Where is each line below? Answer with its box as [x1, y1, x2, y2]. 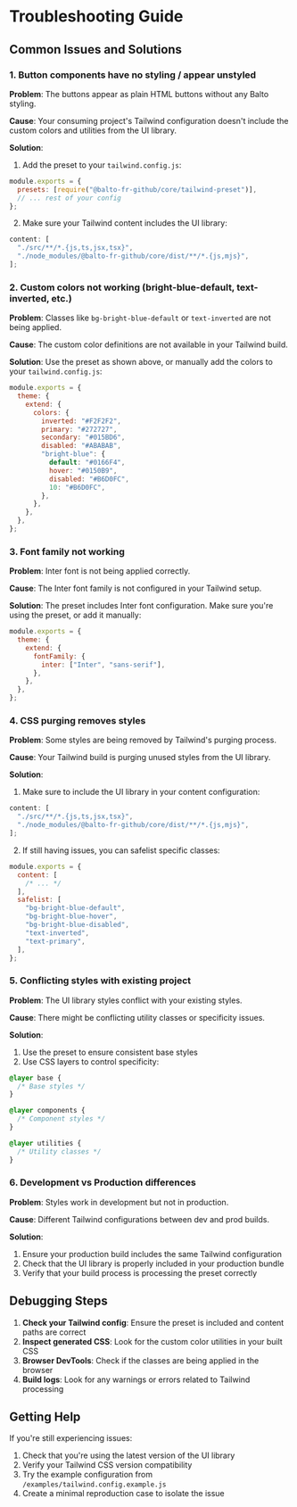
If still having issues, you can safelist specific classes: [21, 845, 220, 856]
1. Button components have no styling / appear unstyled [9, 69, 257, 81]
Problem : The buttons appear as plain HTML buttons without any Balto [9, 88, 269, 99]
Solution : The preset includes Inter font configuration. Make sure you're [9, 600, 274, 611]
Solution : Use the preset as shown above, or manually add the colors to [9, 357, 274, 368]
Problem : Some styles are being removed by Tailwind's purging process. [9, 734, 276, 746]
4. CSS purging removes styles [9, 715, 146, 727]
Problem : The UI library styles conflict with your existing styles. [9, 995, 243, 1006]
